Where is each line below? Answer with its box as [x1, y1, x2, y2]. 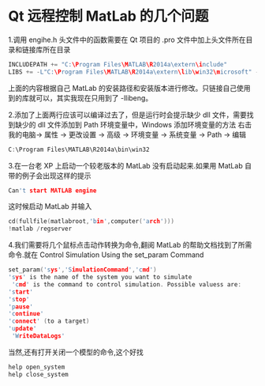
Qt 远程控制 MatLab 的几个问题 [8, 7, 209, 25]
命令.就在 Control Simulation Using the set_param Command [8, 250, 204, 259]
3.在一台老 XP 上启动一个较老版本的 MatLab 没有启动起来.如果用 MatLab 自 [8, 161, 252, 170]
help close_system [8, 370, 69, 378]
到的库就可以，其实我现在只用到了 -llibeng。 [8, 93, 153, 103]
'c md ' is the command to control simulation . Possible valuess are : [11, 280, 242, 289]
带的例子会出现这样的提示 [8, 171, 91, 180]
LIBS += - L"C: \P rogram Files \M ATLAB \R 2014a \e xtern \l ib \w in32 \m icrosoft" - [8, 68, 259, 76]
